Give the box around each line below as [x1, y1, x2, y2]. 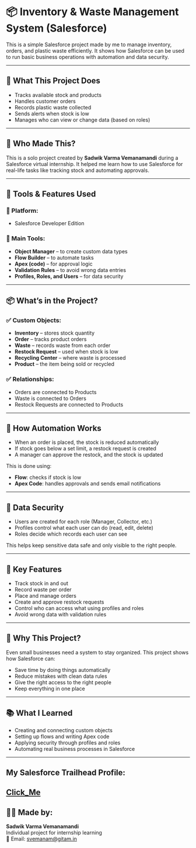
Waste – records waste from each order [14, 342, 111, 349]
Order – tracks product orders [14, 336, 87, 343]
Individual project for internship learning [6, 829, 102, 836]
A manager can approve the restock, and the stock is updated [14, 451, 163, 459]
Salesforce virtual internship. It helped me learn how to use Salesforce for [6, 160, 183, 167]
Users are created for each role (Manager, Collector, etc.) [14, 518, 153, 525]
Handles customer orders [14, 98, 76, 105]
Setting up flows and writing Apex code [14, 733, 110, 740]
